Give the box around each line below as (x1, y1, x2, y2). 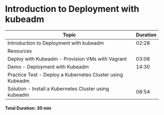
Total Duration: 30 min (5, 105, 52, 111)
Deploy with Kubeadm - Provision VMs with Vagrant (7, 55, 127, 62)
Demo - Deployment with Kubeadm (7, 63, 89, 70)
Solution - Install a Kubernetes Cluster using (7, 85, 109, 92)
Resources (7, 47, 32, 54)
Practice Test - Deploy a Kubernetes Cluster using (7, 71, 123, 78)
